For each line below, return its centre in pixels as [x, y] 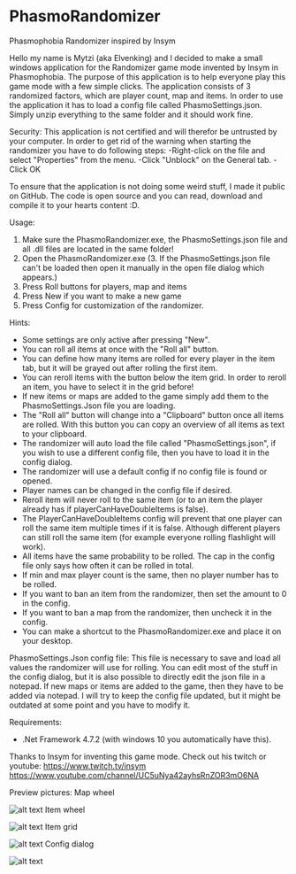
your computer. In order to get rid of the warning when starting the [130, 141]
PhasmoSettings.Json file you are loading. [99, 406]
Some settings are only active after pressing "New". [116, 339]
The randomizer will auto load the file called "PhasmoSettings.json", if [149, 443]
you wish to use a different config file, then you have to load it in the [145, 452]
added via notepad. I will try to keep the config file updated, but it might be [145, 695]
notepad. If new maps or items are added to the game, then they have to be [147, 686]
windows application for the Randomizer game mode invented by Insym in [144, 67]
